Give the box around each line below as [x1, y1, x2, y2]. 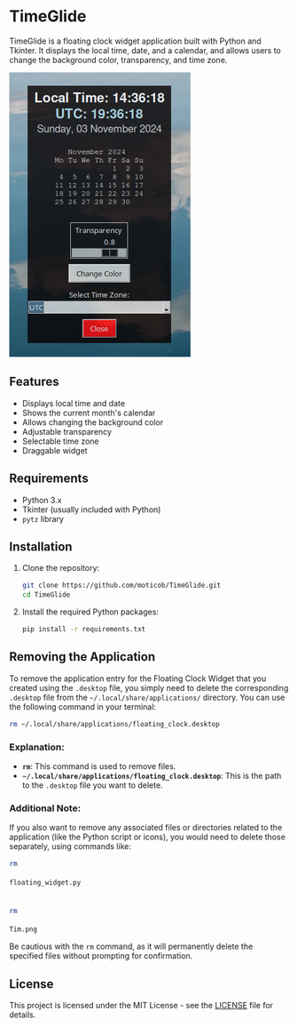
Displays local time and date [21, 397, 126, 408]
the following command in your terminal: [9, 701, 157, 712]
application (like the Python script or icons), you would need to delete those [9, 831, 286, 842]
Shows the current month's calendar [21, 407, 156, 418]
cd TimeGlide [21, 590, 71, 599]
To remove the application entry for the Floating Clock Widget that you [9, 673, 267, 684]
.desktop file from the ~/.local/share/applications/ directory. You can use [9, 692, 285, 702]
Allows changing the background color [21, 416, 164, 428]
